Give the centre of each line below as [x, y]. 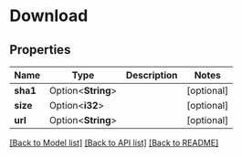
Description [152, 75]
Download [49, 16]
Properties [40, 50]
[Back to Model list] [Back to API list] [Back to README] [114, 143]
